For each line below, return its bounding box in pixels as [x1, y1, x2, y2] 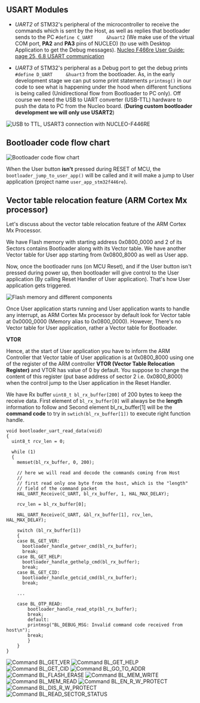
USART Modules [6, 5, 69, 15]
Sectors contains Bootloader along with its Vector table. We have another [6, 245, 186, 252]
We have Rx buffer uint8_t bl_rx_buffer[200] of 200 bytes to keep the [6, 391, 182, 398]
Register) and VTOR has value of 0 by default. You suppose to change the [6, 367, 189, 374]
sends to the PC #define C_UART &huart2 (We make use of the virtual [14, 33, 195, 41]
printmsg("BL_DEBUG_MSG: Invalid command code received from [27, 622, 183, 628]
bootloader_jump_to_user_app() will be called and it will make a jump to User [6, 171, 195, 179]
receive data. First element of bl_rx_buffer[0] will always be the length [6, 397, 183, 405]
